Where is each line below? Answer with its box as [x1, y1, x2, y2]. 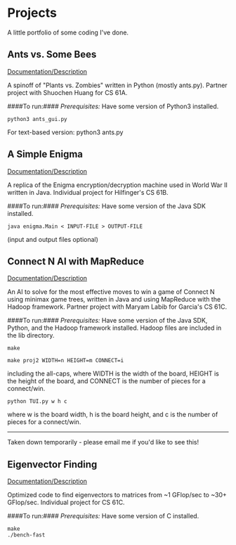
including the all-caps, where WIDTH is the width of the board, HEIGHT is [7, 369, 220, 378]
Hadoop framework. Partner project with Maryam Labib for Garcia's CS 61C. [7, 302, 227, 311]
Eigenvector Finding [7, 459, 98, 470]
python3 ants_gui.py [7, 115, 68, 122]
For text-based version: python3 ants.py [7, 128, 124, 136]
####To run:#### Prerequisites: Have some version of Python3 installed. [7, 102, 219, 110]
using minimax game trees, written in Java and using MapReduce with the [7, 295, 221, 304]
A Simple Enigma [7, 148, 83, 160]
